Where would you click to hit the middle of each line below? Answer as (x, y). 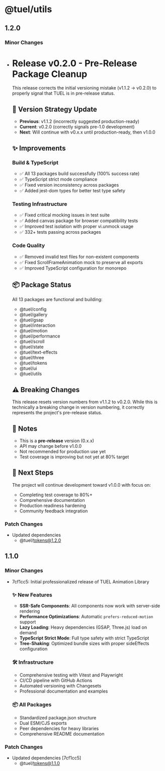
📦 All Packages (32, 705)
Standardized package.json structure (58, 717)
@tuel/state (31, 347)
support (28, 622)
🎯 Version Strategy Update (55, 109)
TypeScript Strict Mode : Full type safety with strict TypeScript (84, 638)
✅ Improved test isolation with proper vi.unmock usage (76, 227)
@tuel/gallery (33, 315)
